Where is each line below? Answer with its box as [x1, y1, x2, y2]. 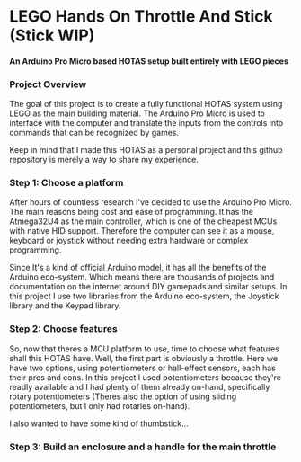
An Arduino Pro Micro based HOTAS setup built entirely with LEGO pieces [9, 56, 289, 67]
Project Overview [9, 78, 87, 91]
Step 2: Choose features [9, 323, 119, 335]
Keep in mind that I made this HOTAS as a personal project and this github [9, 145, 283, 155]
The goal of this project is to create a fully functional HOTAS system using [9, 99, 283, 110]
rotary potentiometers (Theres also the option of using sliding [9, 391, 237, 402]
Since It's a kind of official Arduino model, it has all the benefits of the [9, 262, 267, 273]
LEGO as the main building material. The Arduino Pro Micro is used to [9, 108, 265, 119]
